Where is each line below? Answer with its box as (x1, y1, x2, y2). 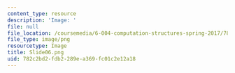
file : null (7, 23, 39, 30)
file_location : (7, 29, 52, 37)
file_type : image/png (7, 36, 71, 43)
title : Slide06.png (7, 49, 64, 56)
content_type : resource (7, 10, 77, 17)
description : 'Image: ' (7, 17, 77, 24)
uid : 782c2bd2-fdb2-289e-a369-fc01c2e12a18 (7, 56, 136, 63)
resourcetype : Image (7, 42, 68, 49)
